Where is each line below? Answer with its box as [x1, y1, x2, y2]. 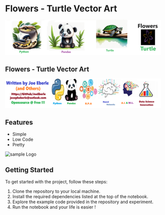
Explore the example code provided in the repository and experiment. [12, 199, 154, 205]
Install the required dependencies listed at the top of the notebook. [12, 194, 148, 199]
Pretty [12, 142, 25, 148]
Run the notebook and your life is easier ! [12, 204, 96, 210]
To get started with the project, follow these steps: [5, 179, 108, 184]
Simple [12, 131, 27, 137]
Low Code [12, 136, 34, 142]
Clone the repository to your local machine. [12, 188, 100, 194]
